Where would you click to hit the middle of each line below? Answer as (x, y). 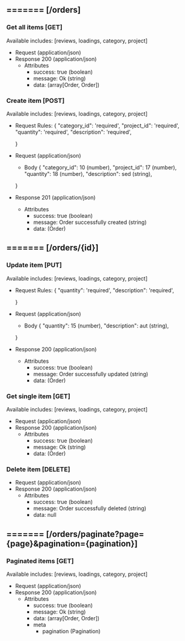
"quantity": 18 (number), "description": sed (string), (88, 173)
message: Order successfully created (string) (90, 222)
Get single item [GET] (39, 396)
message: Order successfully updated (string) (91, 374)
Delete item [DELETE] (39, 469)
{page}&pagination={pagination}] (72, 543)
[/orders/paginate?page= (95, 534)
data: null (45, 515)
